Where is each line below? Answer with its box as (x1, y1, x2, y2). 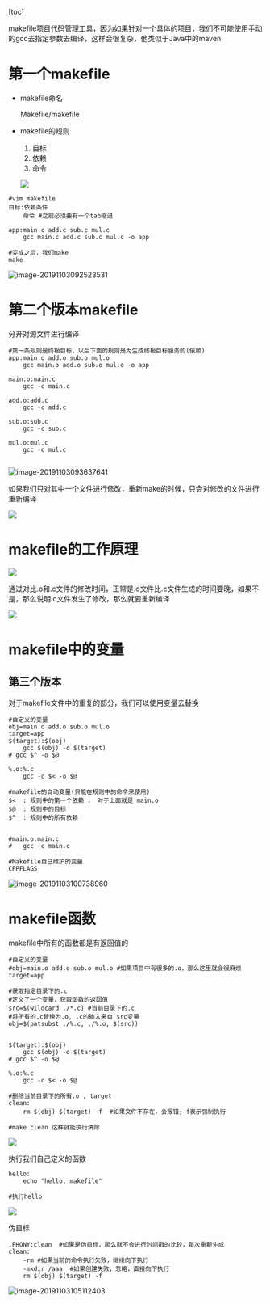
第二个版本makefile (8, 301, 139, 319)
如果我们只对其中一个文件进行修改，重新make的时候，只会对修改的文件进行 (8, 483, 260, 493)
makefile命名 (19, 93, 63, 103)
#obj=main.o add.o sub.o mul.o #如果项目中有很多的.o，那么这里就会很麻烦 (8, 964, 242, 973)
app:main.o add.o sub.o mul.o (8, 353, 110, 362)
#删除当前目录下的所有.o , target (8, 1091, 112, 1100)
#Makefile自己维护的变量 (8, 857, 83, 866)
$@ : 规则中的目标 (8, 804, 67, 813)
